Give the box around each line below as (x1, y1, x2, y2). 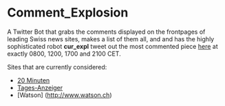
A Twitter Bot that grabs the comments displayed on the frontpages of (7, 28, 206, 36)
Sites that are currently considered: (7, 63, 107, 71)
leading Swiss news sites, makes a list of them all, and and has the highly (7, 34, 215, 43)
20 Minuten (17, 76, 50, 84)
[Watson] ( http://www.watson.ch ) (17, 91, 112, 99)
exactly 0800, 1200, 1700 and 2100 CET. (7, 50, 122, 58)
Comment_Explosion (7, 5, 129, 21)
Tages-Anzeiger (17, 83, 63, 92)
